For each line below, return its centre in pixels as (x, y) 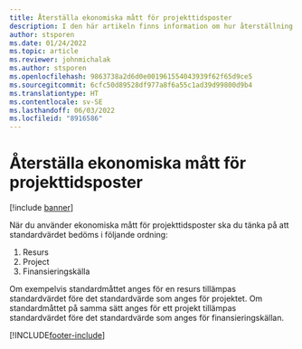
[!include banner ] (42, 208)
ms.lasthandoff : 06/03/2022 (62, 110)
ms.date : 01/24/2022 (48, 43)
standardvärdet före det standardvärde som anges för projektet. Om (136, 298)
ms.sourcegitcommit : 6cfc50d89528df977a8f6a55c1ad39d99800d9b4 (131, 85)
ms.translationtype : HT (54, 93)
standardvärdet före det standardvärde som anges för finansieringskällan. (147, 318)
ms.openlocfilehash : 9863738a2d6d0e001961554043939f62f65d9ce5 (131, 77)
